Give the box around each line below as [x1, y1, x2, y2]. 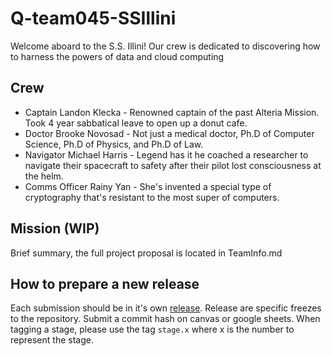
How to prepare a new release [10, 275, 200, 292]
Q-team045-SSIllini [10, 7, 177, 30]
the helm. [24, 170, 64, 182]
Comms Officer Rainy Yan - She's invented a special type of [24, 180, 272, 192]
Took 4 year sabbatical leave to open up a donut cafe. [24, 117, 248, 129]
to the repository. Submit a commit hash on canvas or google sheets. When [10, 313, 321, 325]
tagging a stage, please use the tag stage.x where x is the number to [10, 323, 295, 336]
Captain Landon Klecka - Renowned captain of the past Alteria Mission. [24, 106, 320, 118]
